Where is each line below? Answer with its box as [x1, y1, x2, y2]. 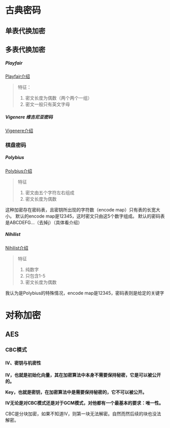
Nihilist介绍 [5, 244, 29, 251]
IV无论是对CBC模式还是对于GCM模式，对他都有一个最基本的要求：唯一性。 [5, 400, 164, 406]
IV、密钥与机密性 [5, 359, 42, 366]
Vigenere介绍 [5, 128, 33, 134]
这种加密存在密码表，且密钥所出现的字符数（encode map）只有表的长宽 [5, 206, 156, 212]
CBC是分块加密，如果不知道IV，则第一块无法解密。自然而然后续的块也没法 [5, 411, 161, 417]
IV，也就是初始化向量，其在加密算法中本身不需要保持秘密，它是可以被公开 [5, 372, 161, 378]
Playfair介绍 [5, 73, 30, 79]
